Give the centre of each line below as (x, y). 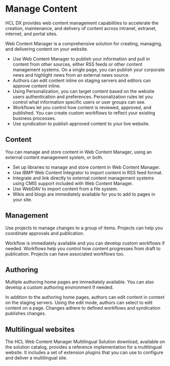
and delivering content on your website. (47, 49)
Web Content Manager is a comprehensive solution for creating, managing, (84, 43)
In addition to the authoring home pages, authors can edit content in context (85, 297)
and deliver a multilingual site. (36, 358)
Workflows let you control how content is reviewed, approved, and (82, 107)
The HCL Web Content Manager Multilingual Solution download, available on (85, 342)
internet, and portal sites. (31, 34)
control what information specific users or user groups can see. (79, 102)
